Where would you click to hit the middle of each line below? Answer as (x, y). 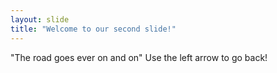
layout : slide (40, 19)
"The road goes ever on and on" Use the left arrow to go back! (139, 57)
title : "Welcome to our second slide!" (93, 29)
